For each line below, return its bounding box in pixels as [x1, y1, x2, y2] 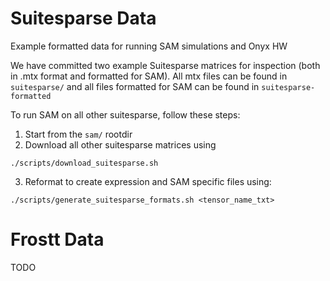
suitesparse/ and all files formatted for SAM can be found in [10, 80, 260, 92]
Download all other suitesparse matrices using [24, 138, 217, 151]
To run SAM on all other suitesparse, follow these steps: [10, 108, 241, 121]
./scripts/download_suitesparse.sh [10, 158, 159, 168]
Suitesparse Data [10, 7, 157, 30]
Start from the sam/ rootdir [24, 128, 133, 140]
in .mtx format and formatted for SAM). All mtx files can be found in [10, 70, 288, 82]
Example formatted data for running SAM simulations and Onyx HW [10, 40, 288, 52]
